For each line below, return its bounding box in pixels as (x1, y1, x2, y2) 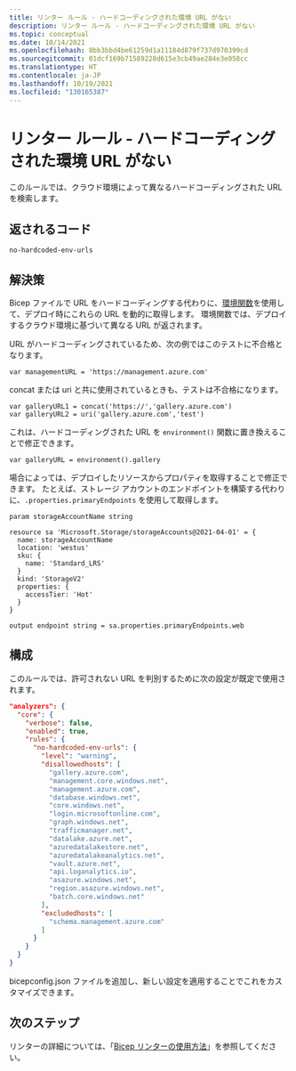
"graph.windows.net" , (48, 818, 129, 827)
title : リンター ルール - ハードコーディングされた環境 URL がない (9, 12, 232, 22)
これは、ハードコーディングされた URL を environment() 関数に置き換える (9, 426, 279, 437)
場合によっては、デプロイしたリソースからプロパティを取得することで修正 (9, 473, 280, 483)
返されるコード (9, 222, 92, 237)
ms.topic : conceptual (9, 29, 90, 38)
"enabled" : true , (25, 726, 90, 735)
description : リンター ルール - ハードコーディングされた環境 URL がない (9, 21, 256, 30)
